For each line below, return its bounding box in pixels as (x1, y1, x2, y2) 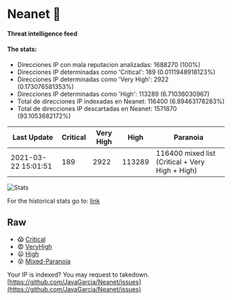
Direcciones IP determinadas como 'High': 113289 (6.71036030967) (17, 90, 210, 98)
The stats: (7, 45, 37, 54)
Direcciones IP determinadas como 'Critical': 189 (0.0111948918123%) (17, 68, 216, 76)
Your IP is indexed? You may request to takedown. (7, 270, 150, 279)
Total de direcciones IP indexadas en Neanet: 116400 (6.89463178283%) (17, 97, 225, 106)
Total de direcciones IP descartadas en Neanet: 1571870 (17, 104, 177, 112)
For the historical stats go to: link (7, 197, 100, 205)
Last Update (12, 132, 54, 142)
